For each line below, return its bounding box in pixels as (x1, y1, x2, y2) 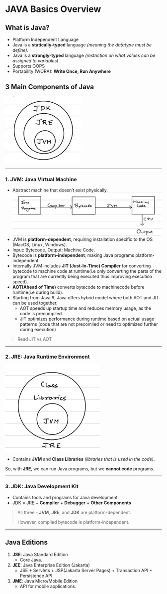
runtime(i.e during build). (12, 289, 64, 295)
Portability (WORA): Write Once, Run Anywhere (12, 68, 111, 74)
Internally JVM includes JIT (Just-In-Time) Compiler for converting (12, 263, 151, 269)
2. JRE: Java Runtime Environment (5, 353, 90, 360)
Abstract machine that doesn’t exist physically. (12, 187, 108, 193)
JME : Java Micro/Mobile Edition (12, 578, 78, 584)
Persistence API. (19, 573, 54, 579)
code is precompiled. (19, 311, 63, 317)
